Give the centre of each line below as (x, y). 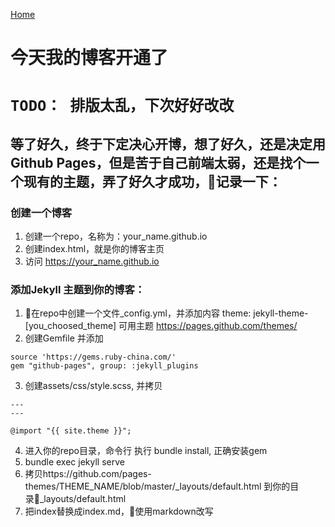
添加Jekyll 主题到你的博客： (78, 289)
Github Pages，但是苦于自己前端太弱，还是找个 (158, 162)
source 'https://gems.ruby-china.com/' (93, 357)
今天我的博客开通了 (89, 58)
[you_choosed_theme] (70, 326)
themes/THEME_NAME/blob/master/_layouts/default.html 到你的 (157, 486)
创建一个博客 (41, 212)
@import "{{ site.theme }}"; (71, 431)
